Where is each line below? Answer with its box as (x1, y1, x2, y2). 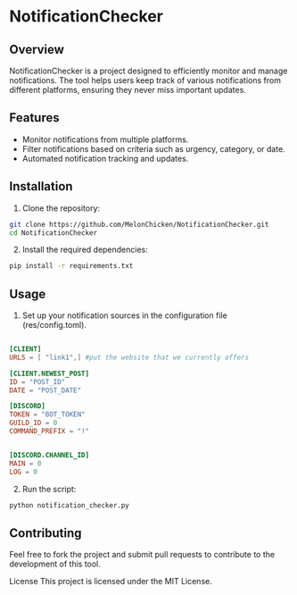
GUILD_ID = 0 (9, 418, 58, 428)
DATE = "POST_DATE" (9, 386, 82, 395)
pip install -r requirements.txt (9, 262, 134, 271)
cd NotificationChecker (9, 228, 98, 238)
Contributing (9, 525, 82, 541)
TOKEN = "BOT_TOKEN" (9, 410, 87, 419)
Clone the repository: (21, 203, 101, 214)
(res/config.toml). (21, 320, 87, 331)
